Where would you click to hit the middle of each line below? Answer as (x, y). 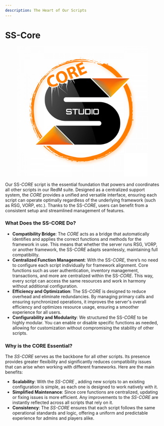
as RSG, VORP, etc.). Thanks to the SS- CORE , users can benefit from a (77, 205)
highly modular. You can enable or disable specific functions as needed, (85, 322)
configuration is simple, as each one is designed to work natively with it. (85, 387)
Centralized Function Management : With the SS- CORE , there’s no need (85, 260)
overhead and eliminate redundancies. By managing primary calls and (83, 296)
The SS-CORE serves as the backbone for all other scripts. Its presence (78, 357)
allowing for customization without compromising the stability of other (83, 328)
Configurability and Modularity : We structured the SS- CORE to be (80, 317)
